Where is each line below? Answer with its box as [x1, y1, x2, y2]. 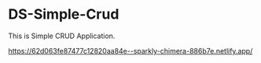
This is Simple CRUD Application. [8, 31, 116, 40]
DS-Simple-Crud [8, 5, 119, 23]
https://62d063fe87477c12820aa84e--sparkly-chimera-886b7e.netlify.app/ [8, 46, 253, 55]
